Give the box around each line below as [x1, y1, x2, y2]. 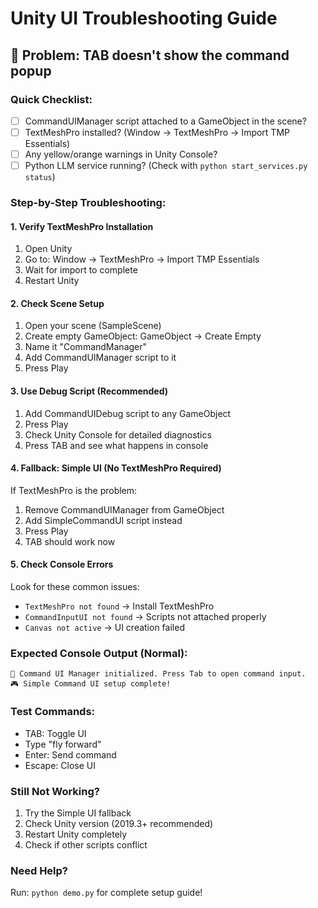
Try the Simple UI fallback [24, 807, 132, 819]
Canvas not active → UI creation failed [24, 622, 185, 634]
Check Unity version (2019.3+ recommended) [24, 817, 214, 829]
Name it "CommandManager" [24, 341, 148, 353]
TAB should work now [24, 535, 116, 547]
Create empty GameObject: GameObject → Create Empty [24, 330, 262, 342]
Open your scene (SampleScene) [24, 320, 162, 332]
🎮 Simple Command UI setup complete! [10, 679, 172, 689]
